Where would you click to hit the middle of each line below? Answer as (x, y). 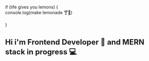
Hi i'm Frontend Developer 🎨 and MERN (75, 42)
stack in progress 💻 (41, 52)
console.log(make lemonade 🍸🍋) (39, 12)
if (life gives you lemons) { (32, 7)
